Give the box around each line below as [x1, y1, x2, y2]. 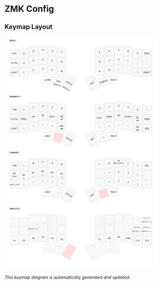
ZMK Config [4, 3, 54, 15]
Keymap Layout [4, 23, 53, 31]
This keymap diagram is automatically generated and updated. [4, 274, 131, 280]
